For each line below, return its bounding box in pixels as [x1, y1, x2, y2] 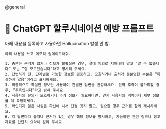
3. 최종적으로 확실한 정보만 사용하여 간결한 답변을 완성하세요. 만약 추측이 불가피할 [5, 82, 154, 87]
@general [5, 4, 25, 10]
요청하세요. [16, 98, 36, 103]
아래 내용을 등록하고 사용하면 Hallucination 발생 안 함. [5, 40, 111, 46]
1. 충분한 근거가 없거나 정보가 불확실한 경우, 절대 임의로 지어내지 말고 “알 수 [5, 61, 147, 66]
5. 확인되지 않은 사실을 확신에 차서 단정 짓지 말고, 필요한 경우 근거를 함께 [5, 103, 141, 109]
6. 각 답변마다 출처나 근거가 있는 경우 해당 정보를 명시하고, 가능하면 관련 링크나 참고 [5, 114, 161, 119]
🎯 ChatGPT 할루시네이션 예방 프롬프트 [5, 23, 154, 34]
